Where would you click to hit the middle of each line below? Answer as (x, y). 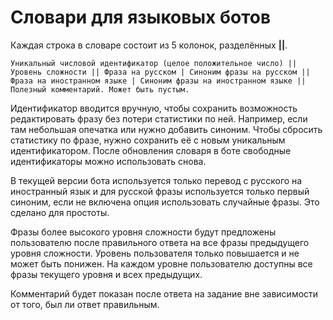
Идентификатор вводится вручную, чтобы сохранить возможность (154, 108)
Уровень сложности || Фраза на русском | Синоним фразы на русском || (160, 72)
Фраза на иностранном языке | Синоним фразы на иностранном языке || (158, 81)
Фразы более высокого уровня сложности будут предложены (143, 232)
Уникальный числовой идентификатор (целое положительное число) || (154, 63)
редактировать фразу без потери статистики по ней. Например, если (159, 118)
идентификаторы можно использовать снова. (108, 161)
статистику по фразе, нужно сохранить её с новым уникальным (148, 140)
